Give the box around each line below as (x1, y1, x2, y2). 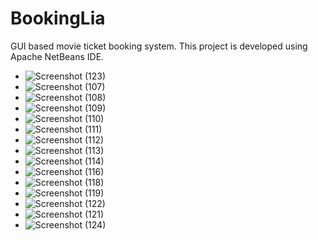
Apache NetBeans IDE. (10, 50, 105, 62)
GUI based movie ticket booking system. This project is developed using (10, 40, 308, 52)
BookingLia (10, 7, 106, 30)
